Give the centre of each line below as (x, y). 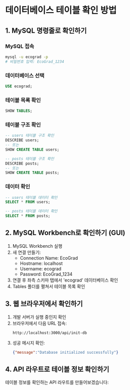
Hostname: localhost (41, 263)
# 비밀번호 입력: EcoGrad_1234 (35, 62)
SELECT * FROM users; (28, 202)
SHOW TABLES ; (19, 111)
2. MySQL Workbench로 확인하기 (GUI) (65, 233)
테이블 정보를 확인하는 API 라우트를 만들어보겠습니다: (57, 382)
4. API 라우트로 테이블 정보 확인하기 (57, 369)
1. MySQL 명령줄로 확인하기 (46, 31)
